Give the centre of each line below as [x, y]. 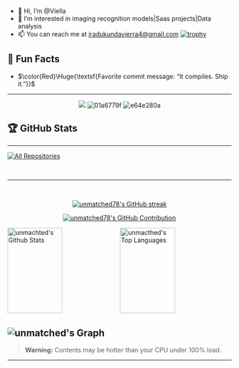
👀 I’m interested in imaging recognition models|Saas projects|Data [114, 19]
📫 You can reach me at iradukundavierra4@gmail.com [98, 34]
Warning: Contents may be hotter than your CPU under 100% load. [123, 350]
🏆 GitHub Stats [43, 128]
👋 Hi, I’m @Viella [42, 11]
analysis [30, 26]
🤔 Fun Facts [34, 59]
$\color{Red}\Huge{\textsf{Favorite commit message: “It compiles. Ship [123, 76]
